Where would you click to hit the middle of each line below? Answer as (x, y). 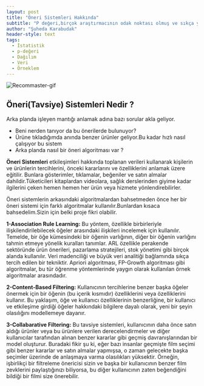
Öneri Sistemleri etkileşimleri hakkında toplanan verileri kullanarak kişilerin (100, 162)
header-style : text (31, 35)
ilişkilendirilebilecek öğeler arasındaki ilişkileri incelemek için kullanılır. (93, 230)
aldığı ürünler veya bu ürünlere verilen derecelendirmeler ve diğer (88, 331)
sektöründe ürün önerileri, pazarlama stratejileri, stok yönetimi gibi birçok (98, 250)
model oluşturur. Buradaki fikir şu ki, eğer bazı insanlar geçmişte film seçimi (101, 344)
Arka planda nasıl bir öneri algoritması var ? (69, 150)
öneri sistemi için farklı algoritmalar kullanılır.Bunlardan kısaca (83, 206)
